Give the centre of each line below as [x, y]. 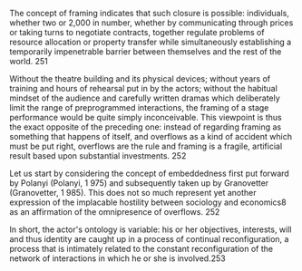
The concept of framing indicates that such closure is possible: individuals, [150, 13]
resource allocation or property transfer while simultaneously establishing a [151, 42]
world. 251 [29, 61]
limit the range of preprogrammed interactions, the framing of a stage [139, 107]
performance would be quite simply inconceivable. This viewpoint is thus [146, 117]
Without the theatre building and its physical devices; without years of [140, 79]
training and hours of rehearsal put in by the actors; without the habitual [144, 88]
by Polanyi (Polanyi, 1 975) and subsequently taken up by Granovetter [139, 183]
